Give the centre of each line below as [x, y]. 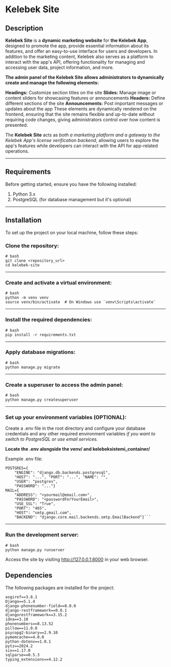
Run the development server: [42, 535]
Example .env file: [24, 459]
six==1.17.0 [18, 650]
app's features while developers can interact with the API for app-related [82, 146]
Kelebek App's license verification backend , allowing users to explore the [82, 140]
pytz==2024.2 [19, 646]
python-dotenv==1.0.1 [28, 642]
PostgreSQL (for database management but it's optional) [72, 199]
